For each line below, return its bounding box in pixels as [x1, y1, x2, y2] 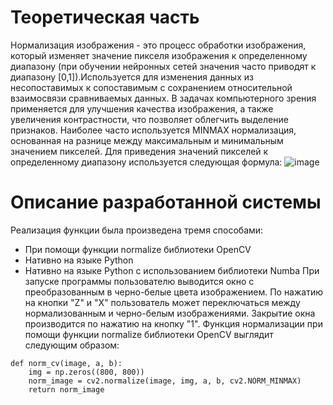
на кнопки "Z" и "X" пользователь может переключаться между [24, 296, 301, 308]
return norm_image [28, 384, 105, 395]
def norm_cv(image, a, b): [10, 358, 123, 368]
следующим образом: [24, 339, 120, 351]
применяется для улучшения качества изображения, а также [10, 102, 274, 115]
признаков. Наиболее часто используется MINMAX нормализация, [10, 124, 297, 136]
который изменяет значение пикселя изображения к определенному [10, 49, 308, 61]
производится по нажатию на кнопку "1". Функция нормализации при [24, 317, 323, 330]
